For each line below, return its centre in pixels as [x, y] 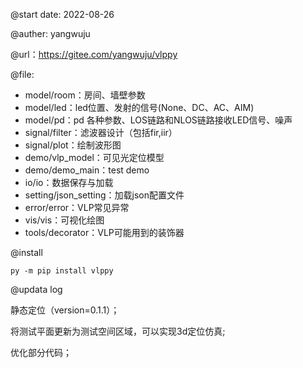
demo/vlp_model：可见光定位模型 [94, 157]
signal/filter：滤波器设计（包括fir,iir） [101, 132]
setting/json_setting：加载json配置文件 [104, 195]
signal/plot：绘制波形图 [73, 145]
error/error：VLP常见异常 [77, 207]
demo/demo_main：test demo [87, 170]
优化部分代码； [41, 352]
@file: [22, 74]
